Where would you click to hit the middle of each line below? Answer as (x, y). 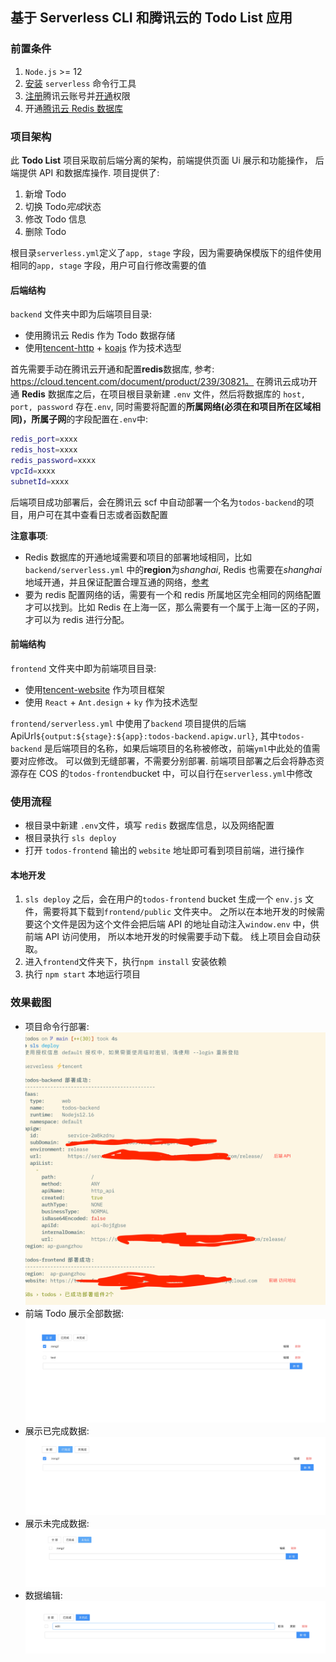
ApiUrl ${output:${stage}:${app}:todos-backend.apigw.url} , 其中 (144, 735)
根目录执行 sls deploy (70, 838)
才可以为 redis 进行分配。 (77, 619)
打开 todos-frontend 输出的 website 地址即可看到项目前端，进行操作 (164, 850)
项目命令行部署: (57, 1026)
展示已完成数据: (57, 1431)
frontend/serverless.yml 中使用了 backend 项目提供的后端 (128, 723)
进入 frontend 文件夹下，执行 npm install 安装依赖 (125, 962)
